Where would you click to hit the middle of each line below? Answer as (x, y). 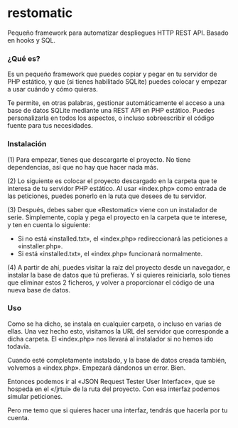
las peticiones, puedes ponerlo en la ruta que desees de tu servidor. (107, 196)
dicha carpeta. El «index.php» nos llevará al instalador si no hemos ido (110, 339)
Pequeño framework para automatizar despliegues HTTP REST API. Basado (118, 33)
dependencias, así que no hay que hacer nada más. (83, 167)
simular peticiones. (35, 396)
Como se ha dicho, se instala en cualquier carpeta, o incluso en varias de (114, 324)
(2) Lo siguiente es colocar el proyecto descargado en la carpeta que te (112, 181)
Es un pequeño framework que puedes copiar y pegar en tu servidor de (112, 74)
